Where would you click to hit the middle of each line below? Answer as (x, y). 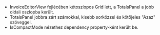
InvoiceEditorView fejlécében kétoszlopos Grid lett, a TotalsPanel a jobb (82, 7)
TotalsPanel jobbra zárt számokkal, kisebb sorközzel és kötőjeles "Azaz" (82, 17)
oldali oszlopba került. (32, 12)
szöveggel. (21, 22)
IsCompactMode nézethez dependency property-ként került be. (74, 27)
